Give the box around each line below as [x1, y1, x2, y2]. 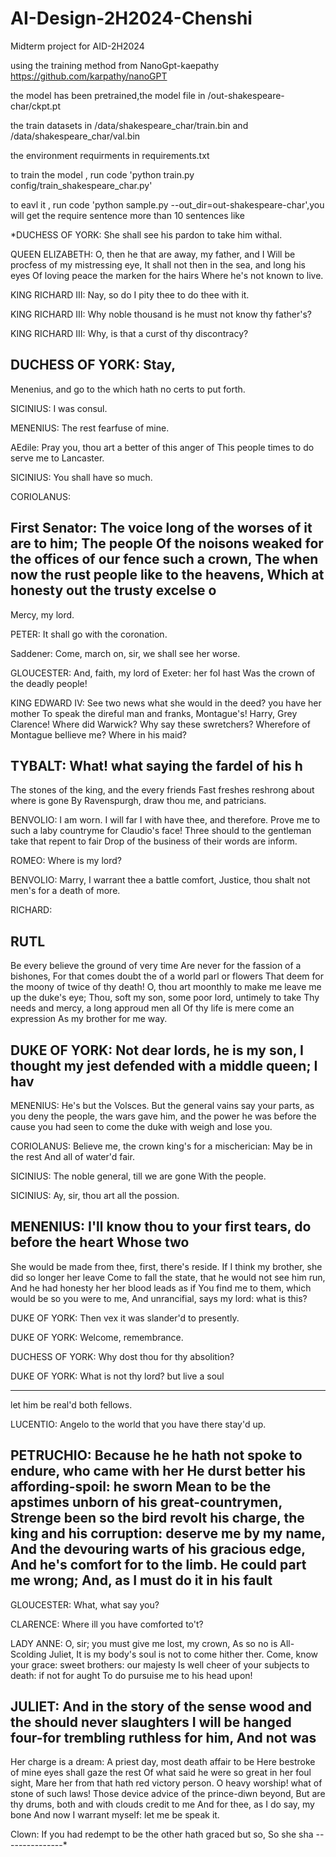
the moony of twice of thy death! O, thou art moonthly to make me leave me [10, 981, 322, 993]
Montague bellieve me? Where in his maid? [10, 728, 188, 741]
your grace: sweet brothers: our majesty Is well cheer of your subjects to [10, 1658, 310, 1671]
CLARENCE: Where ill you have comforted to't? [10, 1618, 204, 1630]
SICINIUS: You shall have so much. [10, 471, 153, 483]
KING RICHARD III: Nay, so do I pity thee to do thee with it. [10, 288, 250, 301]
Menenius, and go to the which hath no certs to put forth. [10, 383, 246, 395]
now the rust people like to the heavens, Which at [10, 567, 325, 584]
